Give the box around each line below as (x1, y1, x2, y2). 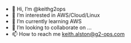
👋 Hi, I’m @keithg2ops (11, 6, 66, 12)
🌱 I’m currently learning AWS (11, 18, 82, 24)
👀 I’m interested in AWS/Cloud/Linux (11, 12, 100, 19)
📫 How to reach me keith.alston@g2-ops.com (11, 31, 125, 37)
